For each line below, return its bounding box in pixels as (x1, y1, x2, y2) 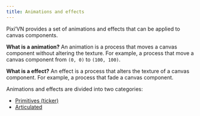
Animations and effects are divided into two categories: (6, 85, 143, 93)
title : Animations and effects (6, 8, 85, 15)
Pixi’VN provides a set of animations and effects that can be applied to (6, 25, 180, 32)
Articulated (14, 103, 43, 111)
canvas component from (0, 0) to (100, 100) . (6, 56, 121, 63)
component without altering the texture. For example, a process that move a (6, 49, 194, 57)
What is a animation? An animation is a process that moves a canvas (6, 43, 177, 50)
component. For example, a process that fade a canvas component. (6, 74, 174, 81)
